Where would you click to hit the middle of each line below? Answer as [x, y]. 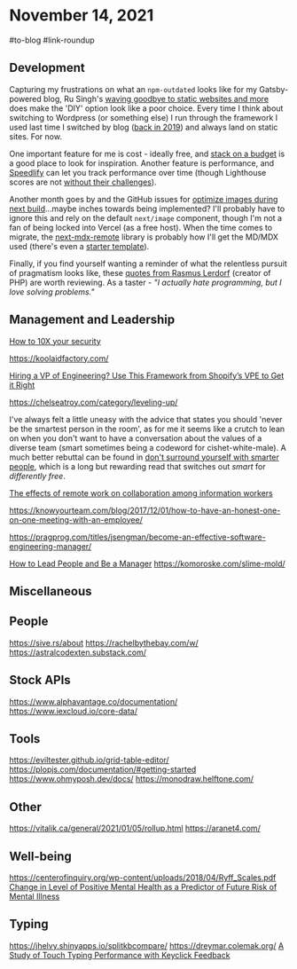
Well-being [41, 856]
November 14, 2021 [82, 16]
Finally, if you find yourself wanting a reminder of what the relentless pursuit [148, 264]
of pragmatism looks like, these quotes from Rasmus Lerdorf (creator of [141, 272]
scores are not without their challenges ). [83, 182]
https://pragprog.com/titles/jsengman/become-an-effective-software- [137, 537]
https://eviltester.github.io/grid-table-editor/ [90, 760]
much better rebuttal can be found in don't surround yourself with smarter [144, 457]
